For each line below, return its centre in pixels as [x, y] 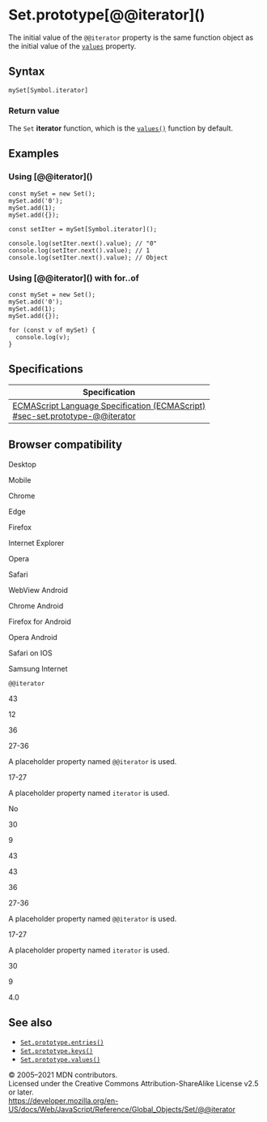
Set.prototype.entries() [62, 1043]
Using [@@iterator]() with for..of [74, 277]
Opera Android [33, 637]
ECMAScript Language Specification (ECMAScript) [109, 406]
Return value [34, 110]
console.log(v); [43, 337]
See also [30, 1023]
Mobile [20, 479]
